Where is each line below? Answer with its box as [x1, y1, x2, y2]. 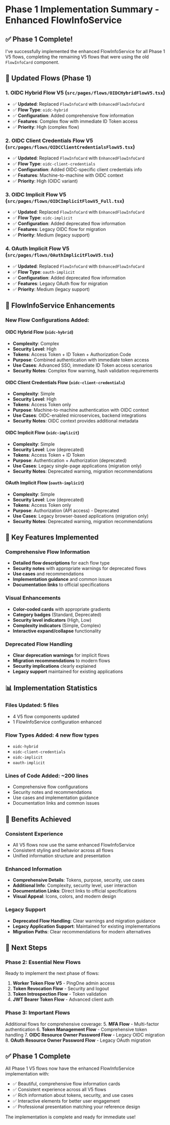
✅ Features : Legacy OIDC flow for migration [12, 226, 106, 232]
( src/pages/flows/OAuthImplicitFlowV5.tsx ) [5, 251, 114, 259]
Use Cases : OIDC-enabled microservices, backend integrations [12, 412, 147, 418]
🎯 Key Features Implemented [5, 533, 99, 542]
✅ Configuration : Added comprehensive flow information [12, 112, 134, 119]
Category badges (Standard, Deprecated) [12, 612, 102, 618]
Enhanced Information [5, 865, 62, 872]
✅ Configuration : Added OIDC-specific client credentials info [12, 166, 142, 172]
